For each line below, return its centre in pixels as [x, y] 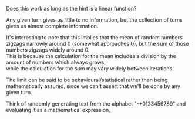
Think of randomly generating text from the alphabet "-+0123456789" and [96, 104]
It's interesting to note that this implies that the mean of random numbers [95, 37]
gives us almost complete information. [52, 26]
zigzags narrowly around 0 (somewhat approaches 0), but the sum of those [97, 44]
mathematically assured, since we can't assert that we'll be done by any [93, 86]
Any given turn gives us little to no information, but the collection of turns [95, 20]
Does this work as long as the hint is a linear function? [71, 8]
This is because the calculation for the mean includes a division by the [91, 56]
